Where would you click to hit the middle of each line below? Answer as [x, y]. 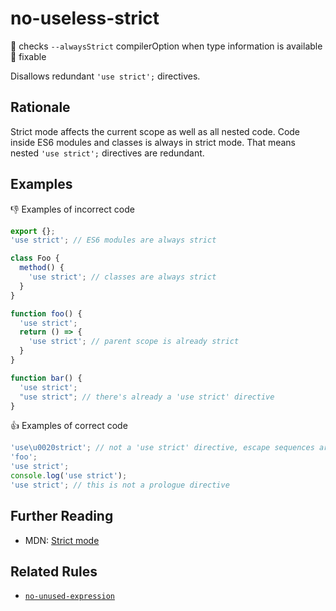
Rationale [40, 107]
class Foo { [35, 258]
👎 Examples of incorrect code [72, 209]
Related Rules [54, 572]
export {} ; [33, 231]
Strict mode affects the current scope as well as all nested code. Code [155, 131]
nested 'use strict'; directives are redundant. [107, 153]
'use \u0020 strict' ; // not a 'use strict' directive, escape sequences [162, 448]
